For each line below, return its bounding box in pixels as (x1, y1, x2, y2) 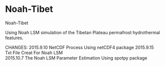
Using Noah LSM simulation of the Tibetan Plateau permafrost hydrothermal (5, 29, 160, 35)
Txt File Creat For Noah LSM (5, 50, 63, 56)
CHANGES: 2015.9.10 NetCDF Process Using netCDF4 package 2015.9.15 (5, 44, 154, 50)
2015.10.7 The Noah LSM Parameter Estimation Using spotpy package (5, 55, 148, 61)
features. (5, 35, 24, 41)
